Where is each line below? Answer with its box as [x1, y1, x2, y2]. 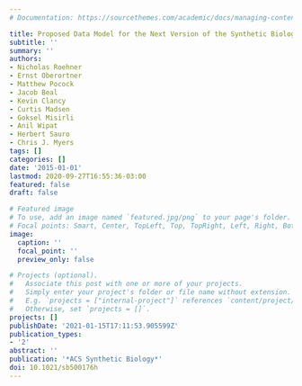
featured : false [9, 180, 70, 189]
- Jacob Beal [9, 87, 58, 97]
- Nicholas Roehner [9, 63, 83, 72]
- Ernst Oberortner [9, 71, 83, 81]
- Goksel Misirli [9, 113, 75, 122]
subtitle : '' [9, 38, 58, 47]
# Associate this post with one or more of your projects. [9, 280, 244, 289]
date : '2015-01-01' [9, 163, 83, 172]
